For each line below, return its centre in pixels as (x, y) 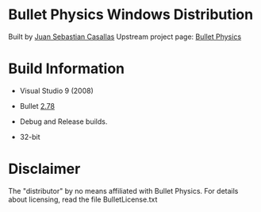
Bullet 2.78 (37, 106)
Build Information (67, 69)
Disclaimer (44, 169)
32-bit (30, 137)
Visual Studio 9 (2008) (56, 91)
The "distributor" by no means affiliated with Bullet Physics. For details (123, 191)
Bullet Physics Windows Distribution (131, 15)
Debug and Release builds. (63, 121)
